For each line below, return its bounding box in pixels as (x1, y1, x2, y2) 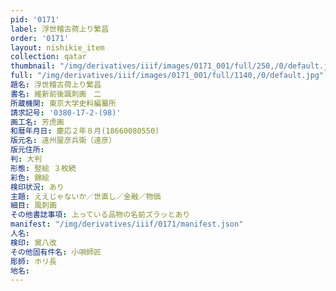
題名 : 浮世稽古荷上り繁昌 (10, 80, 102, 90)
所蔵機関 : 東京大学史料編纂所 (10, 98, 117, 108)
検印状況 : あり (10, 182, 65, 192)
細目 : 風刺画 (10, 201, 57, 211)
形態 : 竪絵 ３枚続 (10, 163, 77, 173)
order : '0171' (10, 33, 70, 43)
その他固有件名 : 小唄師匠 (10, 247, 102, 257)
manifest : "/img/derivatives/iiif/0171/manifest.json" (10, 219, 244, 230)
